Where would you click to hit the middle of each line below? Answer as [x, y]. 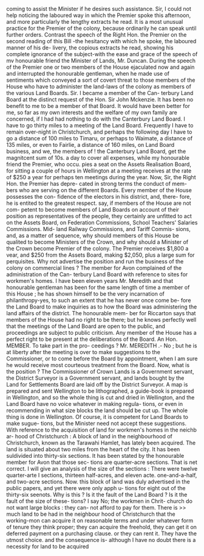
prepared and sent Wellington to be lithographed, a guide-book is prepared [100, 391]
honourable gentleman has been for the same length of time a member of [98, 287]
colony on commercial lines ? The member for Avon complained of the [94, 268]
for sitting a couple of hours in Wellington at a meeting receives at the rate [99, 171]
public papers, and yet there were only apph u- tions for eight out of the [96, 488]
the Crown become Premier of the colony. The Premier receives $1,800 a [97, 248]
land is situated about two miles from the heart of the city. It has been [93, 449]
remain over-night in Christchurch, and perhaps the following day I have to [99, 132]
